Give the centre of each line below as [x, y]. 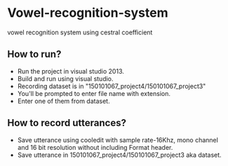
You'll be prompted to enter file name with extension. [94, 93]
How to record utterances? [67, 123]
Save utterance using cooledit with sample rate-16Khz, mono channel [118, 140]
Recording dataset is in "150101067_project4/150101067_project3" [112, 86]
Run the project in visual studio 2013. [71, 71]
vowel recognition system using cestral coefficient [80, 32]
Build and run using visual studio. [65, 78]
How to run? [34, 54]
